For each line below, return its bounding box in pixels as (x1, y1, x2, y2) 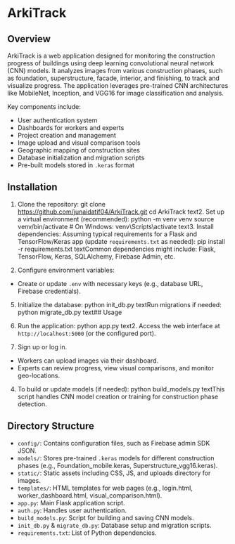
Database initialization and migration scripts (17, 153, 145, 162)
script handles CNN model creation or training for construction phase (17, 392, 219, 401)
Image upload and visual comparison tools (17, 138, 141, 147)
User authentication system (17, 116, 98, 124)
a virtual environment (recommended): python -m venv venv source (17, 214, 215, 223)
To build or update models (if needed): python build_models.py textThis (17, 384, 225, 393)
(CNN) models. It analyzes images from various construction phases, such (7, 67, 223, 75)
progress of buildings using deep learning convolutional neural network (7, 59, 215, 67)
